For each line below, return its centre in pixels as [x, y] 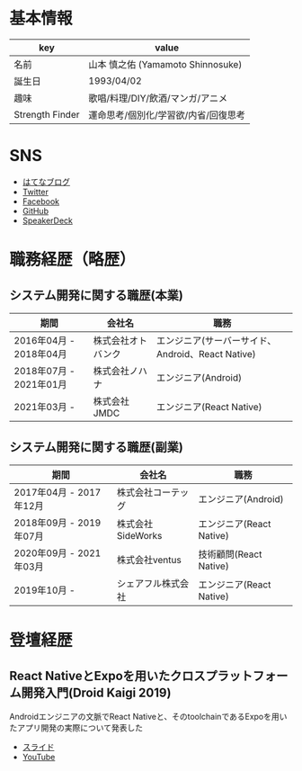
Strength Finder [47, 114]
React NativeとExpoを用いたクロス [107, 676]
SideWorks [139, 535]
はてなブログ [46, 182]
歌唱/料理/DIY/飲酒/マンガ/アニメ [158, 98]
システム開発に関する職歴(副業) [97, 448]
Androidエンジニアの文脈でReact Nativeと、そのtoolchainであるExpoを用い [148, 716]
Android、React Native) [206, 354]
